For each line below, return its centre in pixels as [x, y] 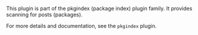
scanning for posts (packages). [45, 15]
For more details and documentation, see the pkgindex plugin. [81, 26]
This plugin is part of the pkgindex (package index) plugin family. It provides [99, 8]
